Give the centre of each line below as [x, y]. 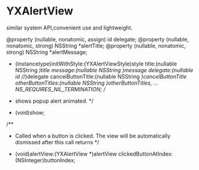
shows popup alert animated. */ [54, 101]
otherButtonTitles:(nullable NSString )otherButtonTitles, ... [87, 83]
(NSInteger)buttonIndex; [45, 160]
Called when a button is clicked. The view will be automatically [93, 136]
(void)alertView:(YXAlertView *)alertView [66, 154]
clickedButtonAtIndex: [146, 154]
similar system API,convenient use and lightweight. [69, 28]
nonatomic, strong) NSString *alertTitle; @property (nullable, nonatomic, [96, 46]
